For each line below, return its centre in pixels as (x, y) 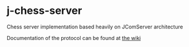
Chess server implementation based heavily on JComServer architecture (95, 27)
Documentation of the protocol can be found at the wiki (74, 38)
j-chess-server (44, 11)
